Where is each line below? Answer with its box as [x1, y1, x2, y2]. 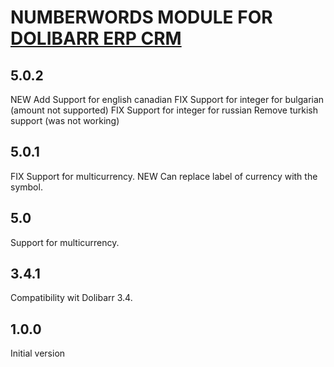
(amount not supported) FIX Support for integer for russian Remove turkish [10, 104, 319, 116]
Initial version [10, 347, 66, 360]
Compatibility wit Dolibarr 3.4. [10, 292, 133, 304]
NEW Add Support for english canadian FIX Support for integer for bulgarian [10, 94, 325, 105]
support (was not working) [10, 115, 120, 126]
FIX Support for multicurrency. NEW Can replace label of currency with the [10, 170, 318, 182]
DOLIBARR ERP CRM [10, 27, 182, 50]
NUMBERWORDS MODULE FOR [10, 6, 273, 29]
